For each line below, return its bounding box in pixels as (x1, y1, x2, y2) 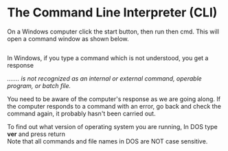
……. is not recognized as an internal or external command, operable (7, 74, 203, 83)
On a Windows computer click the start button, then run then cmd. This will (7, 27, 220, 36)
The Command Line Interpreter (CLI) (7, 5, 218, 20)
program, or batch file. (7, 81, 71, 90)
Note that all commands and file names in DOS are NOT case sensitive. (7, 137, 208, 145)
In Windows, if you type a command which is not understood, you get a (7, 53, 209, 62)
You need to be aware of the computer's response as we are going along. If (7, 94, 221, 103)
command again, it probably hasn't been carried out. (7, 109, 156, 118)
